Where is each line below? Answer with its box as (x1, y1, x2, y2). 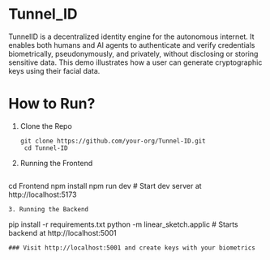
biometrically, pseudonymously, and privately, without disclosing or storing (8, 49, 259, 58)
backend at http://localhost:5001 (8, 228, 117, 237)
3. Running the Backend (8, 205, 89, 213)
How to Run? (8, 95, 96, 113)
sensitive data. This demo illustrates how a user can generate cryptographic (8, 58, 263, 67)
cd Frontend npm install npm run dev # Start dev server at (8, 181, 202, 190)
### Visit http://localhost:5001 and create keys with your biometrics (8, 244, 255, 252)
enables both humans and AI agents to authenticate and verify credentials (8, 40, 255, 49)
